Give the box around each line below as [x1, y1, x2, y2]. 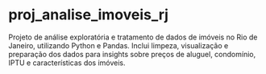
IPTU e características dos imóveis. [8, 58, 127, 68]
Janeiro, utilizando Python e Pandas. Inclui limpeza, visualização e [8, 40, 229, 50]
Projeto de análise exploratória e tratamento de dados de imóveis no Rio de [8, 32, 258, 42]
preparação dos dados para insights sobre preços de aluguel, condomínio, [8, 49, 256, 59]
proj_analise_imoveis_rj [8, 6, 169, 24]
